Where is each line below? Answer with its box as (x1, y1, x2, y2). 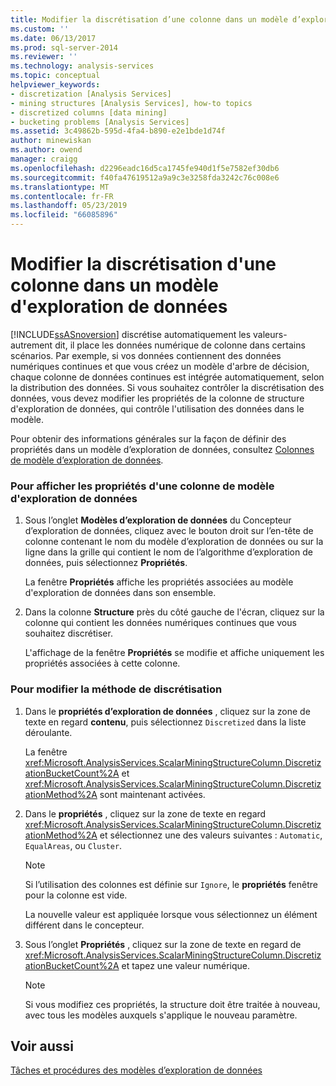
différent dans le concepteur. (24, 919, 145, 931)
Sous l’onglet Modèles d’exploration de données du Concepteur (24, 514, 292, 526)
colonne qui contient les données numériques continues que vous (24, 617, 297, 629)
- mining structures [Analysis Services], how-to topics (10, 98, 253, 108)
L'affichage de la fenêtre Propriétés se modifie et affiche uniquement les (24, 647, 325, 659)
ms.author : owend (10, 145, 83, 155)
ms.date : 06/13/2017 (10, 33, 97, 43)
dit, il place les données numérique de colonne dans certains (54, 339, 306, 351)
